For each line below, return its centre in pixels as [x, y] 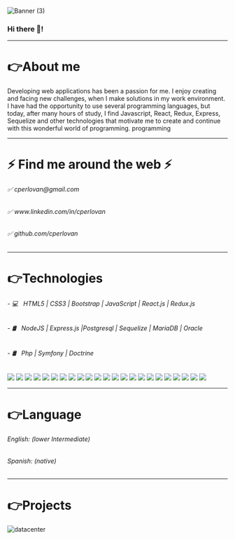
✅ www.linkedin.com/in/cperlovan [57, 211]
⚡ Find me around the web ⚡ [90, 164]
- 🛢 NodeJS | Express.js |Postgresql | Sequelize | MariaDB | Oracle [105, 328]
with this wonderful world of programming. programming [89, 128]
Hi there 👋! [26, 29]
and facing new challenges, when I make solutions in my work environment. [116, 99]
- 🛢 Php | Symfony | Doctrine [51, 353]
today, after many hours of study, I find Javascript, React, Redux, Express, [114, 114]
